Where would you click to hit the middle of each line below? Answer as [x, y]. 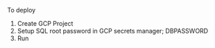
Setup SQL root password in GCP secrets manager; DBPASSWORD [113, 31]
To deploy [21, 10]
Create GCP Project [45, 23]
